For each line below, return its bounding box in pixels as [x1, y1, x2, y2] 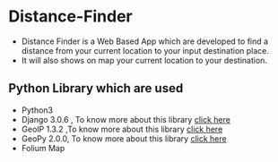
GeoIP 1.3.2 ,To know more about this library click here [21, 124, 223, 134]
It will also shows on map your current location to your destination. [21, 55, 268, 65]
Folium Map [21, 142, 65, 153]
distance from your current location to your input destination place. [21, 45, 270, 55]
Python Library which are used [8, 81, 184, 96]
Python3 [21, 105, 53, 115]
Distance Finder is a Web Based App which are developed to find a [21, 36, 269, 47]
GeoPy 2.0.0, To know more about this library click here [21, 132, 227, 144]
